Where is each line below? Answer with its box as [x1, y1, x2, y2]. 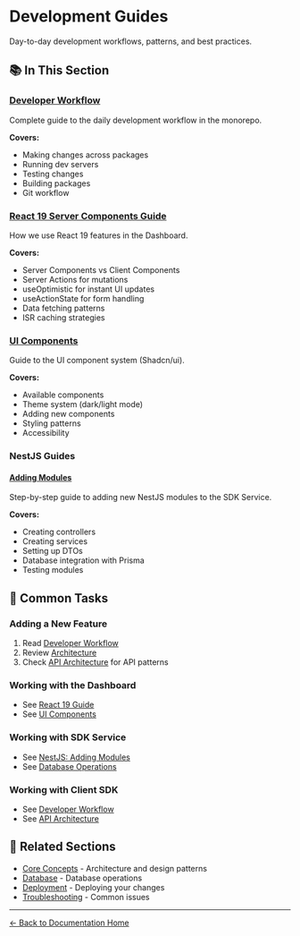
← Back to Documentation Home [9, 917, 129, 928]
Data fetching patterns [21, 302, 105, 313]
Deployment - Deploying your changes [21, 881, 165, 892]
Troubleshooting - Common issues [21, 891, 150, 902]
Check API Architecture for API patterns [21, 657, 169, 668]
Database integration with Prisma [21, 555, 145, 566]
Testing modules [21, 565, 84, 575]
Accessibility [21, 428, 70, 438]
